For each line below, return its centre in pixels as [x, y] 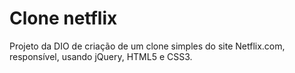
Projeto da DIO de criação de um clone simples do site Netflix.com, [147, 46]
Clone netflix [63, 18]
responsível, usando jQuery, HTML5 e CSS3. [101, 56]
